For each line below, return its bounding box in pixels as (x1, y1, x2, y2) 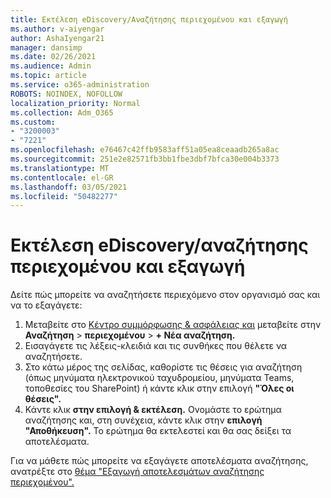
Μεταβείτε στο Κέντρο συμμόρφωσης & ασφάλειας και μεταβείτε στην (24, 319, 322, 331)
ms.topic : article (10, 71, 87, 81)
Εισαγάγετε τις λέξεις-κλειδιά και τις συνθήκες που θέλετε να (24, 340, 288, 352)
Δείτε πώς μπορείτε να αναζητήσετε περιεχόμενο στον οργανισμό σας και (10, 289, 321, 301)
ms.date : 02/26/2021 (10, 52, 97, 62)
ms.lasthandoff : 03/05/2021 (10, 182, 128, 192)
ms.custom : (10, 117, 56, 127)
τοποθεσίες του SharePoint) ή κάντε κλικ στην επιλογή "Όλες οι (24, 382, 295, 395)
